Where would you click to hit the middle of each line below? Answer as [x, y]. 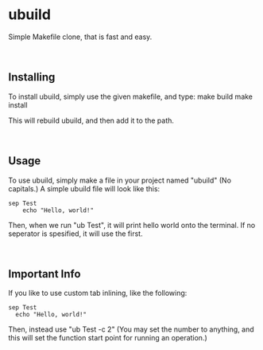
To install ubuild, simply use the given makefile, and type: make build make [130, 96]
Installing [32, 77]
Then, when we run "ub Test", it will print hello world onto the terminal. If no [132, 225]
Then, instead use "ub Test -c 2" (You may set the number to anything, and [131, 329]
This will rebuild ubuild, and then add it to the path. [91, 120]
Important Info [44, 274]
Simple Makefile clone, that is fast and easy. [80, 37]
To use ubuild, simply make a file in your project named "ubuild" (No [120, 180]
